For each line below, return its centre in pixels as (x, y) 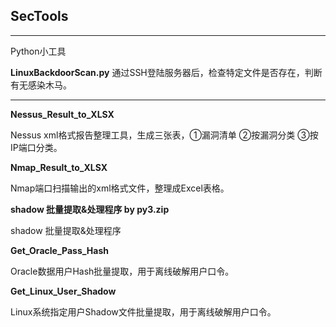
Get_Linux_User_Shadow (63, 291)
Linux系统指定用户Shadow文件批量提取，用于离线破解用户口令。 (143, 311)
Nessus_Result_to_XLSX (62, 114)
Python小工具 (38, 51)
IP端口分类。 (36, 147)
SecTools (39, 16)
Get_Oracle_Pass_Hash (60, 250)
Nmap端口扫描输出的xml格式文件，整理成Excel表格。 (120, 188)
